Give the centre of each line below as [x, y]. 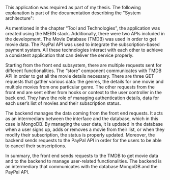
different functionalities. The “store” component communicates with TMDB [83, 71]
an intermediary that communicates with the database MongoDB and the [81, 166]
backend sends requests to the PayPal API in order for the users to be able [83, 140]
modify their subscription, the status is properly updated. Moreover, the [80, 135]
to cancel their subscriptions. [36, 146]
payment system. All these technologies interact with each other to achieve [84, 50]
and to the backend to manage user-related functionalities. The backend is [83, 161]
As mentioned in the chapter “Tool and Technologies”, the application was [83, 28]
